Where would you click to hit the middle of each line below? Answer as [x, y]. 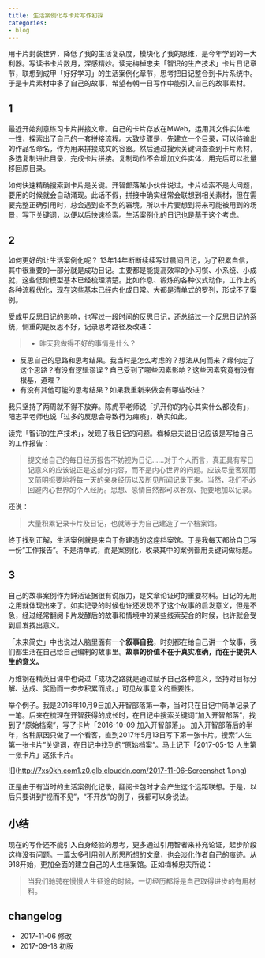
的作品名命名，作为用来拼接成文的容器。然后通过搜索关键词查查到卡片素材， [132, 149]
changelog [35, 916]
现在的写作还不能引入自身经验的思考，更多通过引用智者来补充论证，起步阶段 [132, 844]
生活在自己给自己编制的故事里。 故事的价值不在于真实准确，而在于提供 [136, 651]
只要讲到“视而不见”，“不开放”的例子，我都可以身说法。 [104, 797]
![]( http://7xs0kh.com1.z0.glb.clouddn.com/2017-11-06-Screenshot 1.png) [127, 770]
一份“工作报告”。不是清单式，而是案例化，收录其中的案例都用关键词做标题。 [132, 550]
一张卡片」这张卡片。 [43, 754]
